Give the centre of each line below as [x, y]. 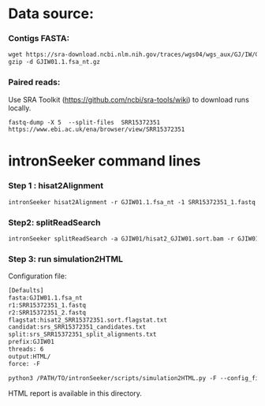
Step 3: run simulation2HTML [66, 259]
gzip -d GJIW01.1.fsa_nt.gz [54, 62]
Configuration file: [37, 276]
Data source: [51, 14]
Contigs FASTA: [39, 39]
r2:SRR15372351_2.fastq [47, 312]
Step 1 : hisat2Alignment [56, 186]
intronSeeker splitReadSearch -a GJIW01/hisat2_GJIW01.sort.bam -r [121, 238]
